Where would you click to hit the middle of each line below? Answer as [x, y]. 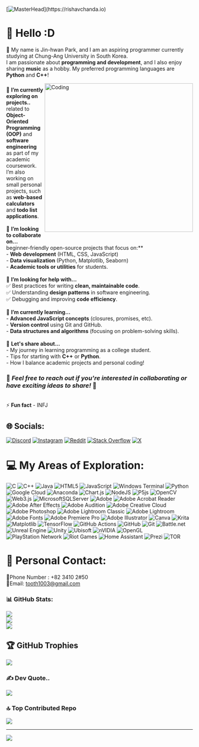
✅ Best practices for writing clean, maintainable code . [73, 285]
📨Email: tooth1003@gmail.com [43, 583]
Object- [16, 115]
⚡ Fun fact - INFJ [27, 405]
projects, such [24, 191]
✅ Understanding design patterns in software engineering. [78, 292]
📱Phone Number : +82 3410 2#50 [47, 577]
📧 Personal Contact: [56, 561]
